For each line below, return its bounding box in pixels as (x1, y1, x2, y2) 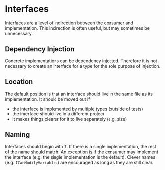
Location (5, 78, 33, 86)
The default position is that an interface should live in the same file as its (5, 91, 153, 97)
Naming (5, 130, 30, 139)
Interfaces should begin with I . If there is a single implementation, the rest (5, 144, 156, 150)
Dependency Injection (5, 45, 75, 53)
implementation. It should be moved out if (5, 96, 90, 102)
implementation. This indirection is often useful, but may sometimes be (5, 25, 150, 31)
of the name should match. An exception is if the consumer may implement (5, 149, 159, 155)
